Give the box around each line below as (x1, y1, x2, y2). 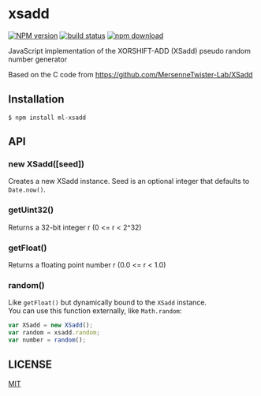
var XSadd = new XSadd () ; (8, 321, 93, 330)
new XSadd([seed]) (8, 159, 85, 170)
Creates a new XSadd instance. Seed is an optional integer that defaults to (8, 177, 250, 186)
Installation (8, 92, 65, 106)
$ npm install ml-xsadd (8, 114, 87, 121)
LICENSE (8, 358, 53, 372)
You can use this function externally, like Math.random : (8, 306, 183, 316)
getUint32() (8, 204, 54, 215)
